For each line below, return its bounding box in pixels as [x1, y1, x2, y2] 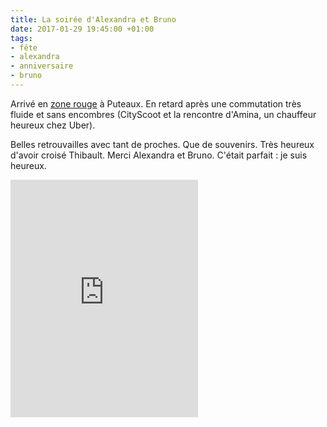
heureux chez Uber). [10, 119, 96, 131]
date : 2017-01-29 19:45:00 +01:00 [10, 24, 155, 34]
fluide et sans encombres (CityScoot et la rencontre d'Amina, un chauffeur [10, 108, 317, 120]
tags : [10, 33, 33, 43]
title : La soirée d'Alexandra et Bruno [10, 14, 177, 25]
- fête [10, 42, 38, 53]
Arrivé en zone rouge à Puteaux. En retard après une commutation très [10, 97, 302, 110]
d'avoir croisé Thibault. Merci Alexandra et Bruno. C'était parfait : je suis [10, 149, 308, 161]
